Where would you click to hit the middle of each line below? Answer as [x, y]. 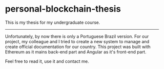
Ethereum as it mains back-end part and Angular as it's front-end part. [76, 52]
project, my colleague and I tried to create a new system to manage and [77, 41]
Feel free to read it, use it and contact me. [47, 61]
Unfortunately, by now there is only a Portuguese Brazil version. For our [77, 36]
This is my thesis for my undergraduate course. [52, 22]
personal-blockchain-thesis [63, 9]
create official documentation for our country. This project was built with [78, 47]
